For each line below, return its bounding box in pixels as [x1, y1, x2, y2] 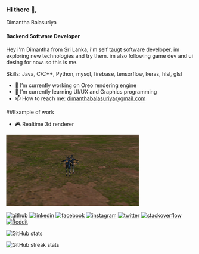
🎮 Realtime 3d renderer [14, 120, 74, 128]
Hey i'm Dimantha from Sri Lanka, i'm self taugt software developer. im [6, 46, 180, 53]
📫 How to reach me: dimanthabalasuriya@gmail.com [14, 95, 146, 102]
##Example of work [6, 109, 55, 116]
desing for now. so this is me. [6, 58, 78, 66]
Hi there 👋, [6, 5, 38, 14]
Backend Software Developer [6, 32, 80, 39]
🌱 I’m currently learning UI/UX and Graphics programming [14, 88, 157, 95]
